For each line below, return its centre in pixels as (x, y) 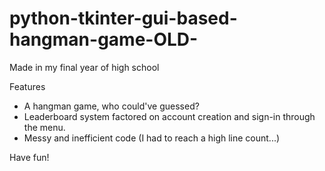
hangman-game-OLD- (104, 39)
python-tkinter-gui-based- (123, 18)
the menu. (44, 127)
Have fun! (29, 157)
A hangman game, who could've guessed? (111, 106)
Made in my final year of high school (84, 67)
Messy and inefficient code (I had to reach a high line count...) (152, 138)
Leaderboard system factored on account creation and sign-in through (169, 116)
